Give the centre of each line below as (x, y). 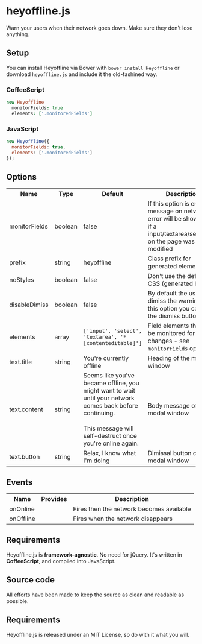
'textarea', (100, 337)
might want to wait (109, 391)
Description (132, 499)
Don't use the (167, 276)
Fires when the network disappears (123, 519)
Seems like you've (109, 376)
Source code (31, 580)
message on (165, 211)
